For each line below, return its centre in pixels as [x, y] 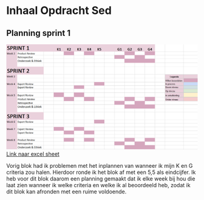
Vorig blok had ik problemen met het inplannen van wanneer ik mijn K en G [100, 166]
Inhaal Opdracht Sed [59, 11]
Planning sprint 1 [39, 33]
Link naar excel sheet [33, 154]
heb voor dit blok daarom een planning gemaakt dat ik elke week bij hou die [101, 179]
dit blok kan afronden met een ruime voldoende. [66, 191]
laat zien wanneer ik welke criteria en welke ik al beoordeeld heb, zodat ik [98, 185]
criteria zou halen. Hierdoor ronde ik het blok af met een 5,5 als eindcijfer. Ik [101, 172]
